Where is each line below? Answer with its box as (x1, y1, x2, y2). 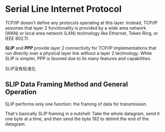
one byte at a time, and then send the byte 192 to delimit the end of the (5, 116, 149, 122)
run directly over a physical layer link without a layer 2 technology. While (5, 50, 152, 56)
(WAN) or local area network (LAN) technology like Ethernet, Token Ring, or (5, 30, 159, 36)
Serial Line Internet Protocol (5, 3, 122, 15)
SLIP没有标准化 (5, 66, 36, 71)
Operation (5, 88, 37, 97)
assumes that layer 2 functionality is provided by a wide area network (5, 25, 146, 31)
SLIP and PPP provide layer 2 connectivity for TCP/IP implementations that (5, 45, 157, 51)
